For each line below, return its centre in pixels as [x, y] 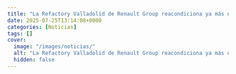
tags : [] [20, 33]
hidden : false [34, 60]
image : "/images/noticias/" [55, 47]
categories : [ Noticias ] [42, 27]
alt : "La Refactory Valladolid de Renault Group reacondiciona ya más [119, 54]
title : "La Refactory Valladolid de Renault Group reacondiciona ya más [116, 14]
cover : [17, 40]
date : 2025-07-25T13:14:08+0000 [54, 20]
